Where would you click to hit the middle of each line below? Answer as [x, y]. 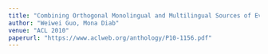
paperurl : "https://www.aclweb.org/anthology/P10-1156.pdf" [110, 38]
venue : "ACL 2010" [39, 30]
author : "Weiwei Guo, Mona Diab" [64, 23]
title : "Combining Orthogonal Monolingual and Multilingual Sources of [130, 15]
